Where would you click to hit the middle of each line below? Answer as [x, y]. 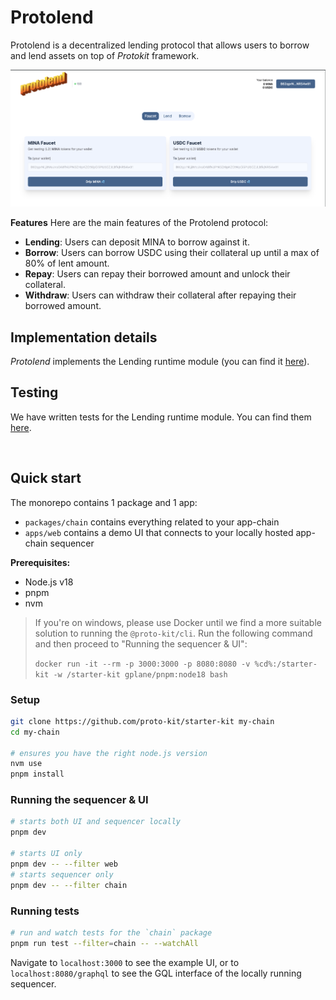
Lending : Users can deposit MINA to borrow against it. [137, 242]
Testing [34, 392]
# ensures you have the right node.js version [109, 753]
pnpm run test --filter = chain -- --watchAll [104, 943]
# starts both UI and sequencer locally [96, 822]
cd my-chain [35, 732]
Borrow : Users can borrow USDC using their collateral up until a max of [172, 253]
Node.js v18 [49, 582]
